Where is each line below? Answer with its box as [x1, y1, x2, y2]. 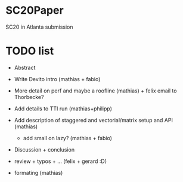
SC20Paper [5, 4, 64, 17]
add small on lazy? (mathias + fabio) [23, 134, 113, 141]
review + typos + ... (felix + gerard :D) [14, 158, 107, 165]
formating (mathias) [14, 169, 63, 176]
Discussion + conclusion [14, 146, 75, 153]
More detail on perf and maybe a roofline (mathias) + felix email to [14, 87, 177, 94]
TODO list [5, 44, 54, 58]
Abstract [14, 64, 36, 71]
